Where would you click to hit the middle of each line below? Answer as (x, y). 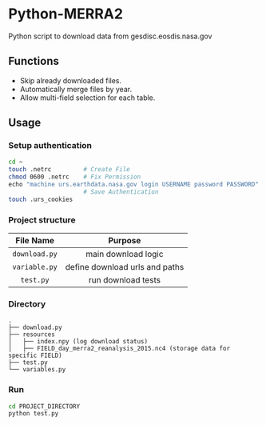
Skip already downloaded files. (71, 80)
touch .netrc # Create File (69, 170)
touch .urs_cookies (41, 199)
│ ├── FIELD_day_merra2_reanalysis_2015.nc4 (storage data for (119, 349)
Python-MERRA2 (66, 14)
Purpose (125, 240)
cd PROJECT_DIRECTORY (44, 406)
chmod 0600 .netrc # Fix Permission (75, 177)
